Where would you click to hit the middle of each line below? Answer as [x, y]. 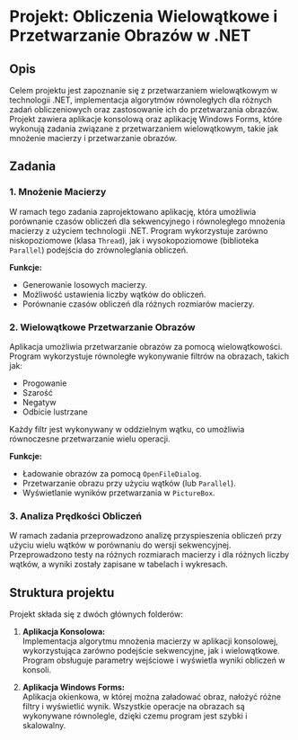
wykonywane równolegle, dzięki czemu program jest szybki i [135, 716]
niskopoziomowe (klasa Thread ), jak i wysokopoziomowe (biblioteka [134, 240]
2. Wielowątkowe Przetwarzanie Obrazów [102, 327]
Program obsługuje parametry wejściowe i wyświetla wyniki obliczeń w [153, 660]
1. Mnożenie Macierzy [58, 192]
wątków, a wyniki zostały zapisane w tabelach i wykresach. [119, 565]
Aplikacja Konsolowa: [64, 632]
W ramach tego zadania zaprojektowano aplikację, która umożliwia [133, 211]
